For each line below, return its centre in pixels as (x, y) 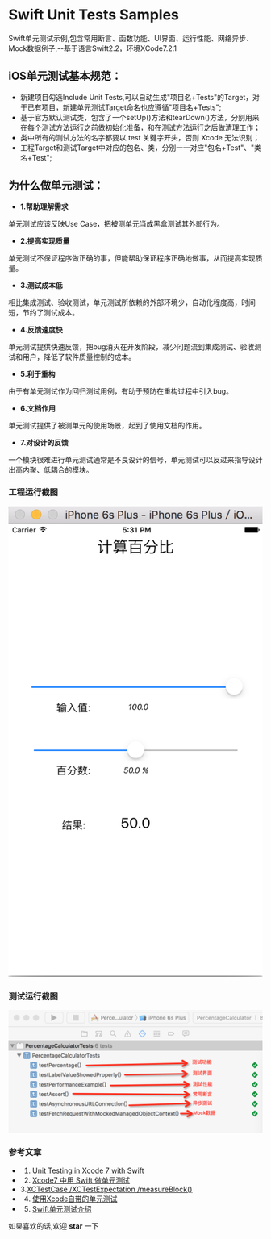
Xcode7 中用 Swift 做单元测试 (81, 1180)
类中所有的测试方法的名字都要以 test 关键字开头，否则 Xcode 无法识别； (140, 137)
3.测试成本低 (41, 285)
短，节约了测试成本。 (44, 312)
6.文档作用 (38, 408)
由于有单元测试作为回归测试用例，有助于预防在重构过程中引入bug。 (121, 391)
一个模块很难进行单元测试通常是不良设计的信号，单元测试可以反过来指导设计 (135, 459)
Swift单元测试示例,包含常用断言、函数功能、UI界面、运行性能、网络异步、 (131, 38)
